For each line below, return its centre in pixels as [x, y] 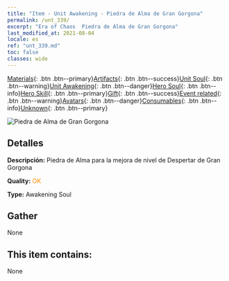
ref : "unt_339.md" [34, 46]
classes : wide [28, 59]
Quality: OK [24, 180]
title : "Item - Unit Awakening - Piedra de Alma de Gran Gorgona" [105, 14]
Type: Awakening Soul [39, 194]
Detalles [25, 143]
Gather [23, 216]
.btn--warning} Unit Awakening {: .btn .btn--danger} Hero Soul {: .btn [103, 86]
